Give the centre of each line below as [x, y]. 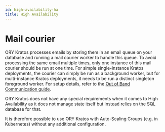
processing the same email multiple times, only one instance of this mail [78, 63]
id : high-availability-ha [32, 10]
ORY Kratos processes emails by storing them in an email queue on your [79, 52]
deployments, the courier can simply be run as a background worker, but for [83, 73]
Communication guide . [28, 89]
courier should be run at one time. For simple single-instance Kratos [74, 68]
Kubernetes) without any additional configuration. [56, 124]
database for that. [23, 109]
